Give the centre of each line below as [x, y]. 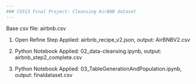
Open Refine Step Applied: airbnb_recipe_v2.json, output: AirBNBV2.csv [102, 39]
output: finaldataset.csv [44, 75]
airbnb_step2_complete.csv [48, 57]
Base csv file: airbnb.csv [36, 28]
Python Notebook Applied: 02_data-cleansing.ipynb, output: [88, 51]
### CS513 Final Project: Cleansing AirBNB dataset [71, 11]
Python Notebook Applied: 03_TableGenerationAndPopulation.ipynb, [98, 69]
